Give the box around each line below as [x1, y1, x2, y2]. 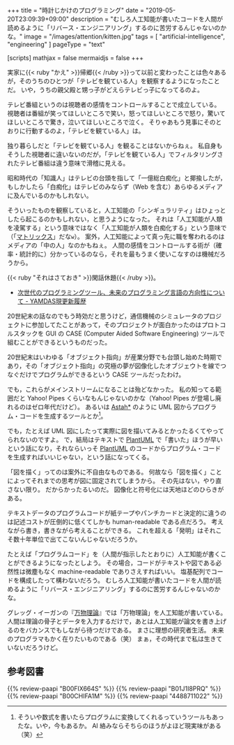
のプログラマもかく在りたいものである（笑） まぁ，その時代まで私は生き [7, 635, 217, 643]
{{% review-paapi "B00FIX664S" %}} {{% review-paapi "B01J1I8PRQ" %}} [7, 684, 221, 693]
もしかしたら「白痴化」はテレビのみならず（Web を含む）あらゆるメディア [7, 182, 223, 191]
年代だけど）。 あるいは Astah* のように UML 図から [43, 403, 193, 411]
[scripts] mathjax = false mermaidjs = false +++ [7, 54, 144, 62]
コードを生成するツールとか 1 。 [19, 411, 107, 420]
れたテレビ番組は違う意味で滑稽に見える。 [7, 159, 130, 167]
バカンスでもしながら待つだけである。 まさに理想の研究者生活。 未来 [25, 625, 224, 634]
